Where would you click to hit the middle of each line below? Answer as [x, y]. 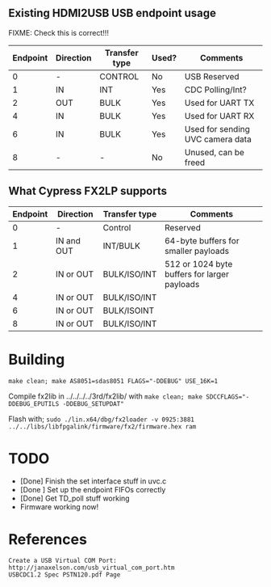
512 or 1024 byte [198, 264]
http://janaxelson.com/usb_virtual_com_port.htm [92, 568]
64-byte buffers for [202, 240]
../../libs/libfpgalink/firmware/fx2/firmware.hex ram [102, 427]
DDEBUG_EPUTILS [34, 403]
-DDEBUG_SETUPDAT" [94, 403]
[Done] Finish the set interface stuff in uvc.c [93, 481]
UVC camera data [218, 139]
